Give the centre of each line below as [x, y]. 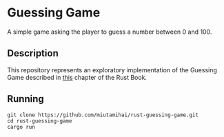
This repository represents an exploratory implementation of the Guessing [112, 70]
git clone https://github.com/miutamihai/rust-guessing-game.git [103, 115]
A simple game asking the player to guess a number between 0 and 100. [110, 32]
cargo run [21, 127]
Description [33, 53]
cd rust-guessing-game [40, 121]
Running [26, 99]
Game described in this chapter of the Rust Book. [77, 77]
